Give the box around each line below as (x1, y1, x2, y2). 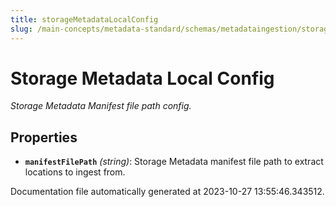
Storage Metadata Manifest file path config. (10, 100, 192, 112)
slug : (10, 24, 33, 34)
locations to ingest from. (24, 166, 126, 178)
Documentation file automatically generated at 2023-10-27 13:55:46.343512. (10, 186, 325, 198)
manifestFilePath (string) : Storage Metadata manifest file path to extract (24, 156, 324, 168)
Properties (10, 129, 78, 146)
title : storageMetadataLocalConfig (10, 14, 159, 25)
